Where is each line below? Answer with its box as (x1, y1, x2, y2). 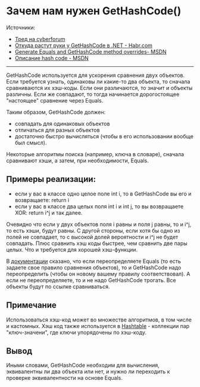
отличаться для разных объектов (14, 126, 100, 134)
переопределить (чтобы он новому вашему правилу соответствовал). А (6, 270, 190, 277)
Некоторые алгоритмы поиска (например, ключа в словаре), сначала (6, 150, 185, 157)
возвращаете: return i (14, 196, 70, 203)
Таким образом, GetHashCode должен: (6, 109, 106, 116)
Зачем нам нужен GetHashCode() (6, 4, 182, 18)
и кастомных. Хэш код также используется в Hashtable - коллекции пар (6, 322, 190, 329)
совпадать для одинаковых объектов (14, 120, 110, 127)
